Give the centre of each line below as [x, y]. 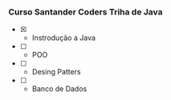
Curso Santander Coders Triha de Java [85, 12]
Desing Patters [57, 72]
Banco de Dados [59, 89]
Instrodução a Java [64, 38]
